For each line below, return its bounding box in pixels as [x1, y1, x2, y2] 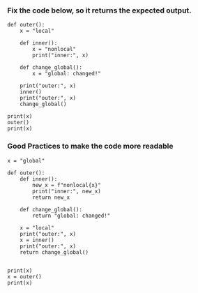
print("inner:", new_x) [32, 188, 101, 195]
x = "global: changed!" [32, 70, 101, 77]
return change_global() [20, 248, 89, 256]
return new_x [32, 194, 70, 201]
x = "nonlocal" [32, 46, 77, 53]
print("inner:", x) [32, 52, 89, 59]
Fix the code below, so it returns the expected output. [7, 6, 192, 15]
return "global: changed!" [32, 212, 111, 219]
